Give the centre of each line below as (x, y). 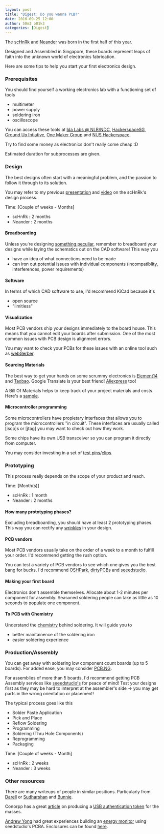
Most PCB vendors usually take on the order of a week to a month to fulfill (80, 550)
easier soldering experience (40, 640)
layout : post (18, 10)
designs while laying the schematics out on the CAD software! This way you (82, 249)
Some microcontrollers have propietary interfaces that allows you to (73, 418)
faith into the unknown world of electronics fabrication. (60, 57)
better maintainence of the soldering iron (53, 634)
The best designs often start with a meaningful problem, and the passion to (81, 177)
